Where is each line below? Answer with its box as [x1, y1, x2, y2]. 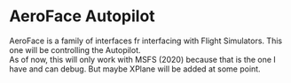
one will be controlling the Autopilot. [9, 44, 141, 55]
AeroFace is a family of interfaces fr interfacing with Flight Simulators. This [9, 35, 282, 46]
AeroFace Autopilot [9, 6, 155, 26]
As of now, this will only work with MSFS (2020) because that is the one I [9, 54, 277, 64]
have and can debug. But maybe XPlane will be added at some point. [9, 64, 261, 74]
